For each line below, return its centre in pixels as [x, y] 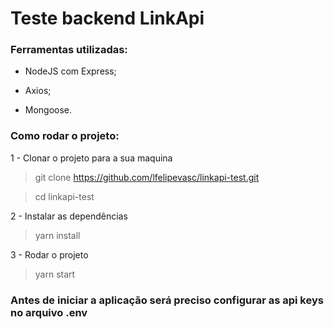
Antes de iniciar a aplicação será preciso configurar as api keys [167, 300]
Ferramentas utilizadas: [69, 50]
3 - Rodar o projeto [49, 254]
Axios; [38, 91]
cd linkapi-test [64, 196]
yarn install [57, 235]
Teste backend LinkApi [107, 18]
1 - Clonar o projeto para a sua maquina [91, 158]
